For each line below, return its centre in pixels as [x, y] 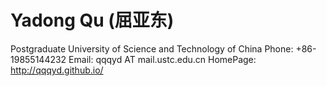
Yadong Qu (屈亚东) [92, 20]
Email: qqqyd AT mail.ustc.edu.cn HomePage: [162, 59]
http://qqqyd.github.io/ [57, 70]
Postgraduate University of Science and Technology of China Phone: [152, 48]
